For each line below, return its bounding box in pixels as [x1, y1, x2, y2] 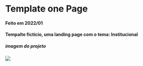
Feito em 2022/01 [5, 20, 43, 26]
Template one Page [5, 3, 88, 15]
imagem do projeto [5, 43, 46, 49]
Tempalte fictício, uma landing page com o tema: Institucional [5, 31, 138, 38]
